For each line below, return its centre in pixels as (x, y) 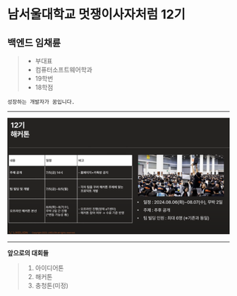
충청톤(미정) (52, 285)
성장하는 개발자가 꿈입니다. (41, 102)
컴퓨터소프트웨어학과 (64, 70)
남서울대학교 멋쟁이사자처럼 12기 (96, 14)
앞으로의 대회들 (28, 253)
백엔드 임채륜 (34, 43)
